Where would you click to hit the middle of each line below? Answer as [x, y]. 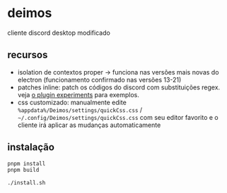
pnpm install [27, 164]
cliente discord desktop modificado [59, 33]
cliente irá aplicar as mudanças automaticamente [89, 125]
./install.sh [27, 183]
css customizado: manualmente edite [72, 102]
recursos [28, 55]
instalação [31, 147]
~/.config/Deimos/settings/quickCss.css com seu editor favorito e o [118, 117]
